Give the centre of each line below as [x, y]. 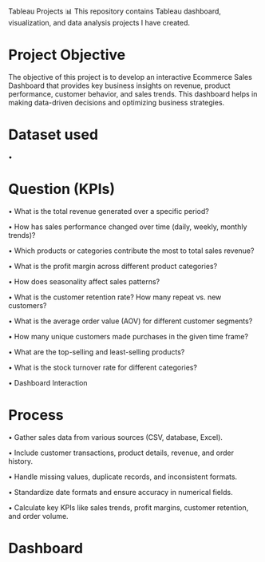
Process [36, 415]
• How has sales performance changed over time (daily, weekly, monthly [128, 227]
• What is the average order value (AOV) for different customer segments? [131, 321]
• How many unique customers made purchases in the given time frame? [129, 336]
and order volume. [39, 516]
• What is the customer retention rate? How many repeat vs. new [115, 297]
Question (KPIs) [62, 189]
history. [21, 461]
